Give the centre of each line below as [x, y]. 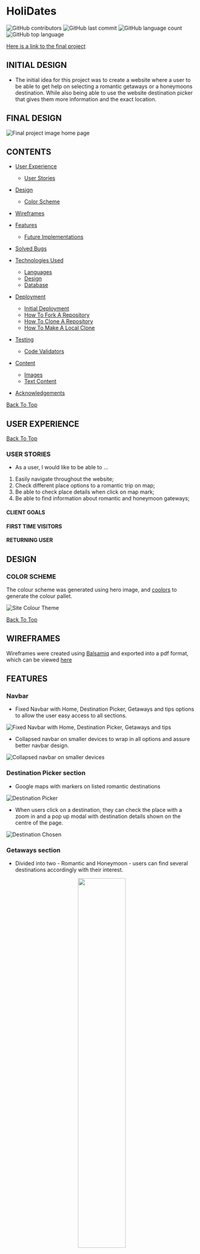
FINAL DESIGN [34, 119]
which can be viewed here [39, 660]
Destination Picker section [46, 773]
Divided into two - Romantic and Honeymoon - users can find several [102, 863]
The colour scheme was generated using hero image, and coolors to [92, 589]
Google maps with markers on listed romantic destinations [88, 786]
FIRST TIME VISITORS [34, 526]
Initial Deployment [47, 309]
